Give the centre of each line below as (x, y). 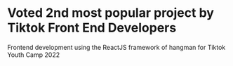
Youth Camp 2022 (34, 55)
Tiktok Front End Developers (92, 28)
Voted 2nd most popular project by (111, 13)
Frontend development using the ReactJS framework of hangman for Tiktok (116, 47)
